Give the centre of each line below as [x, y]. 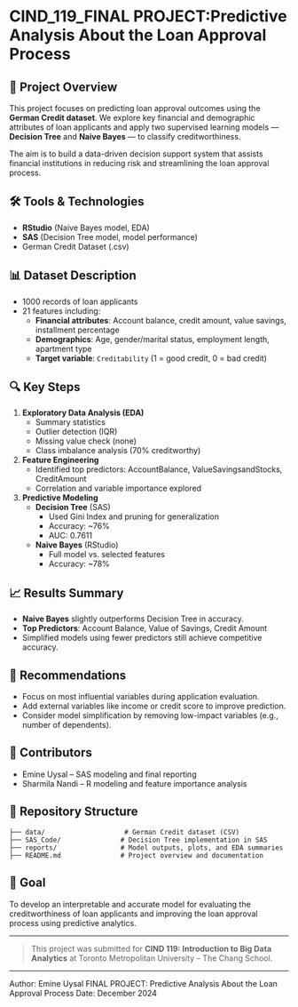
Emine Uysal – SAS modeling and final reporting [109, 774]
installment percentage [77, 330]
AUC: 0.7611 [71, 536]
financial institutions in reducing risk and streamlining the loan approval [139, 163]
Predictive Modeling [60, 498]
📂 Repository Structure [74, 812]
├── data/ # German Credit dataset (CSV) [125, 832]
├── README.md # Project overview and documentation [137, 855]
